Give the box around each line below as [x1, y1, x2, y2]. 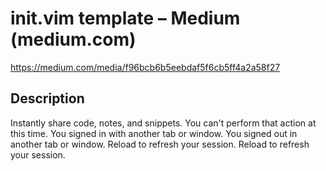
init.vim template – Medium [10, 7, 241, 30]
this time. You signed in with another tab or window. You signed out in [10, 127, 298, 139]
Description [10, 90, 85, 107]
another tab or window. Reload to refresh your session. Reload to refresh [10, 138, 310, 150]
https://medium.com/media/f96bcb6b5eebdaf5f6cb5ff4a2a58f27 [10, 61, 281, 73]
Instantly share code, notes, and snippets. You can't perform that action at [10, 117, 317, 129]
